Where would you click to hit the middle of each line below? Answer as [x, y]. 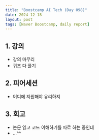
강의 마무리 [24, 60]
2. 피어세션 [22, 83]
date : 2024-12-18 [24, 15]
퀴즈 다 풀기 [24, 66]
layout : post [19, 19]
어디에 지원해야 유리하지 [37, 96]
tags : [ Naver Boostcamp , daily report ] [47, 24]
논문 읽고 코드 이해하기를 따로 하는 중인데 [53, 127]
